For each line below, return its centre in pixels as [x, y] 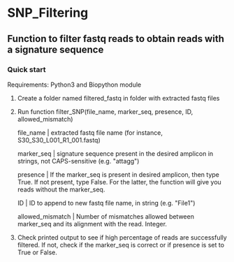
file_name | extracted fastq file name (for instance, [90, 132]
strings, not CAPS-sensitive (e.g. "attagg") [78, 161]
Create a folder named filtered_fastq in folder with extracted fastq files [118, 98]
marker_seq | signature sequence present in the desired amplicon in [115, 153]
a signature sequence [56, 49]
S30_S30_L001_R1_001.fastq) [59, 140]
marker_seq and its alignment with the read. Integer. [92, 224]
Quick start [27, 69]
